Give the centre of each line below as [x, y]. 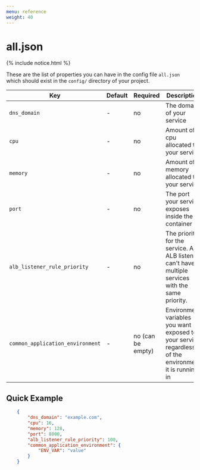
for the [175, 241]
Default [117, 96]
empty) [144, 351]
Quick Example [35, 398]
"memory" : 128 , [46, 428]
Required [147, 96]
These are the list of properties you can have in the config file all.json [93, 74]
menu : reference [26, 12]
